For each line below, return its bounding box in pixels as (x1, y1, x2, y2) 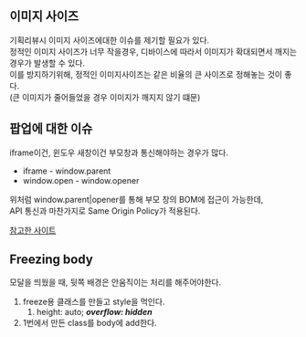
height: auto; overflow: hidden (36, 307, 153, 318)
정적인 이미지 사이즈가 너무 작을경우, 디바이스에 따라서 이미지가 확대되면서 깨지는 (9, 46, 298, 57)
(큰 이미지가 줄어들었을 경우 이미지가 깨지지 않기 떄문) (9, 91, 201, 102)
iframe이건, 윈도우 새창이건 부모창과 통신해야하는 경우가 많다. (9, 147, 228, 158)
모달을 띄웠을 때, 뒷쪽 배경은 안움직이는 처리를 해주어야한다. (9, 277, 222, 288)
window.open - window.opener (22, 174, 140, 185)
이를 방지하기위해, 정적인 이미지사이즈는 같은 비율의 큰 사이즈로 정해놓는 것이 (9, 68, 283, 79)
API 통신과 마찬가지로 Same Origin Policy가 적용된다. (9, 205, 201, 216)
